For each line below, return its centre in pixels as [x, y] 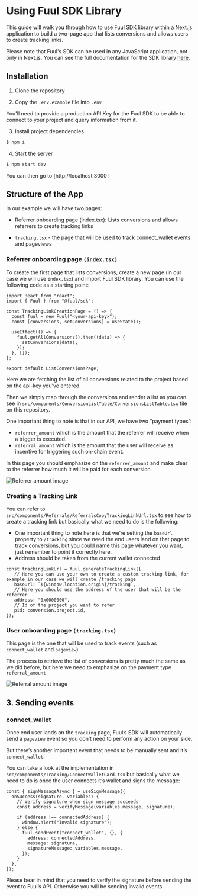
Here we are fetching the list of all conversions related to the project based [97, 379]
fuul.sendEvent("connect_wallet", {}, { [72, 833]
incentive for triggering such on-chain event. [69, 451]
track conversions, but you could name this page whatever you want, [99, 545]
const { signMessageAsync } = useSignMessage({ [66, 791]
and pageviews [33, 244]
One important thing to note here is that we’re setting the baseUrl [94, 533]
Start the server [34, 153]
